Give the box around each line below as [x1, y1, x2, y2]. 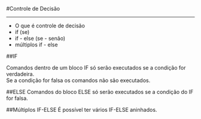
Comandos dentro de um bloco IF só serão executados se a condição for [6, 64, 186, 71]
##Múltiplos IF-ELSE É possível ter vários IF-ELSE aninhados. [6, 107, 157, 113]
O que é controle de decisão [14, 22, 86, 29]
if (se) [14, 29, 30, 35]
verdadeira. [6, 71, 35, 77]
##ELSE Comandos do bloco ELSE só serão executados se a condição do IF [6, 89, 194, 95]
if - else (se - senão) [14, 35, 66, 42]
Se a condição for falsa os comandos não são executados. [6, 77, 151, 84]
